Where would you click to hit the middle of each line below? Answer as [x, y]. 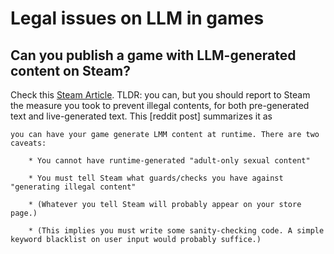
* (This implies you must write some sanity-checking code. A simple [176, 231]
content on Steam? [71, 70]
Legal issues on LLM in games [137, 18]
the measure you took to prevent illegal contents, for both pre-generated [160, 105]
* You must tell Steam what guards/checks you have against [156, 178]
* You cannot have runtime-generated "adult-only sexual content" [169, 161]
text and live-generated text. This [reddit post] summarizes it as [141, 116]
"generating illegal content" [73, 187]
